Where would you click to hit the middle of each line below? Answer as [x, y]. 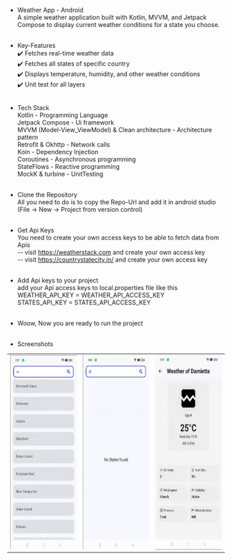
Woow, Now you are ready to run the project [80, 323]
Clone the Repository [47, 195]
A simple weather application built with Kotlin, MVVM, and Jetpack [112, 17]
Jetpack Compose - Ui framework [66, 123]
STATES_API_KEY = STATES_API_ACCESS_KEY [84, 302]
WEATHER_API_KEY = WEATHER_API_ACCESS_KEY [91, 295]
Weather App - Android [50, 10]
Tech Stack [33, 108]
